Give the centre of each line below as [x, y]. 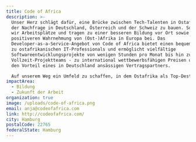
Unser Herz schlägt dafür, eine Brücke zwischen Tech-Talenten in [94, 22]
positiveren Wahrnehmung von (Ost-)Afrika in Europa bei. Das [88, 38]
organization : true [30, 98]
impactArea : [20, 81]
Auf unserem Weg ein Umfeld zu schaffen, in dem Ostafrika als [90, 76]
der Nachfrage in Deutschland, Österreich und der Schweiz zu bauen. [97, 28]
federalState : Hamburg [34, 130]
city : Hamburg [23, 119]
